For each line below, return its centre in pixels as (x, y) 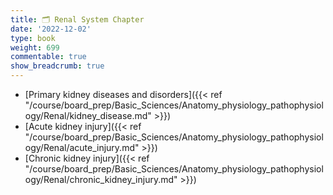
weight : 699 (35, 47)
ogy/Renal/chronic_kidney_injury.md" (101, 179)
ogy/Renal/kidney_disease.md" (88, 115)
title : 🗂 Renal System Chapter (77, 19)
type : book (33, 38)
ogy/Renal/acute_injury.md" (82, 147)
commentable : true (48, 57)
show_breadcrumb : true (57, 66)
